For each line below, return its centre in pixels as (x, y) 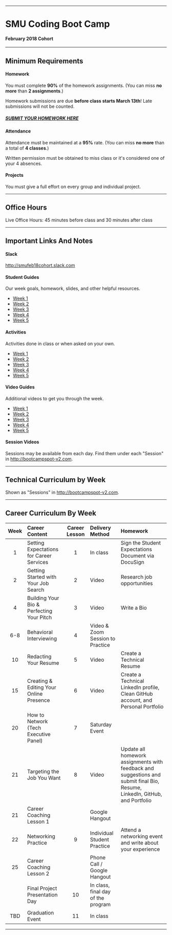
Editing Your (42, 687)
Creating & (40, 681)
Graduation (41, 912)
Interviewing (42, 639)
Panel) (35, 740)
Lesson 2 (38, 873)
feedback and (137, 768)
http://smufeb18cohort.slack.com (40, 266)
